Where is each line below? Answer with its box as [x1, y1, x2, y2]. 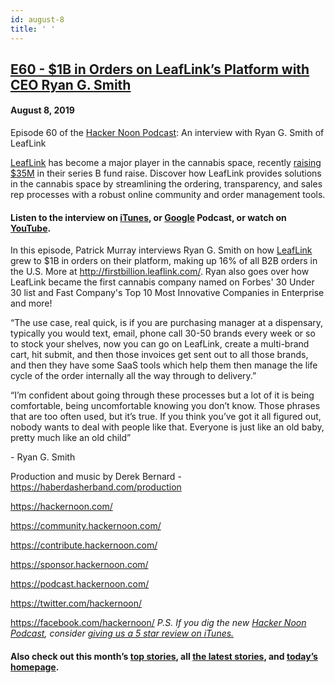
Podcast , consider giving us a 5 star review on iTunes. [10, 627, 235, 640]
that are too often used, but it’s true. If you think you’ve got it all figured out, [10, 411, 322, 423]
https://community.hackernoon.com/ [10, 520, 162, 532]
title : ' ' [10, 24, 56, 34]
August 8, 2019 [10, 104, 75, 116]
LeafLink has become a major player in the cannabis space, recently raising [10, 157, 322, 169]
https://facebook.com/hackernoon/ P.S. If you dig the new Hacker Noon [10, 617, 307, 629]
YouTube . [10, 222, 52, 234]
